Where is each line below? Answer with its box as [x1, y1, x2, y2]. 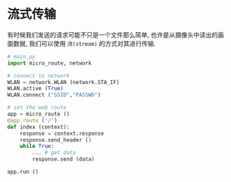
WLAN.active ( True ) [7, 85, 64, 92]
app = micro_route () [7, 110, 70, 118]
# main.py [7, 53, 36, 60]
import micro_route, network [7, 60, 92, 67]
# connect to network [7, 72, 70, 79]
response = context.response [19, 130, 104, 137]
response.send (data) [32, 156, 95, 163]
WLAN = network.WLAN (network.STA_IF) [7, 78, 120, 85]
